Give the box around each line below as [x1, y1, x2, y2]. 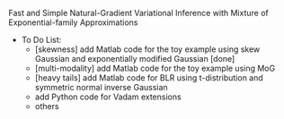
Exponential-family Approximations [8, 17, 138, 28]
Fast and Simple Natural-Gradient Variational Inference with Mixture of [8, 8, 269, 18]
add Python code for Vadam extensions [34, 91, 182, 102]
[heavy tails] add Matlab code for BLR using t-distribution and [34, 72, 264, 83]
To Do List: [21, 35, 62, 45]
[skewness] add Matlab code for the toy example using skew [34, 44, 261, 55]
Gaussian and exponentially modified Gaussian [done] [34, 54, 235, 64]
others [34, 101, 59, 111]
